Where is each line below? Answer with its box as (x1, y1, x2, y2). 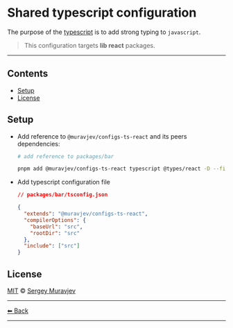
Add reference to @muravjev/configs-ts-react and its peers (17, 132, 187, 140)
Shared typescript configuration (7, 5, 197, 21)
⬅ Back (7, 307, 29, 315)
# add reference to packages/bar (17, 153, 114, 160)
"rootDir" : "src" (30, 230, 80, 236)
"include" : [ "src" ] (24, 243, 80, 250)
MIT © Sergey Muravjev (7, 286, 76, 295)
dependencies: (17, 139, 60, 148)
